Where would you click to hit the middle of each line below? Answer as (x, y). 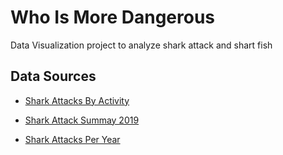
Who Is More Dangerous (113, 17)
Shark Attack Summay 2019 (82, 120)
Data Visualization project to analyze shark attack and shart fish (141, 45)
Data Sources (53, 76)
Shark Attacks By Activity (77, 100)
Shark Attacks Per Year (72, 139)
